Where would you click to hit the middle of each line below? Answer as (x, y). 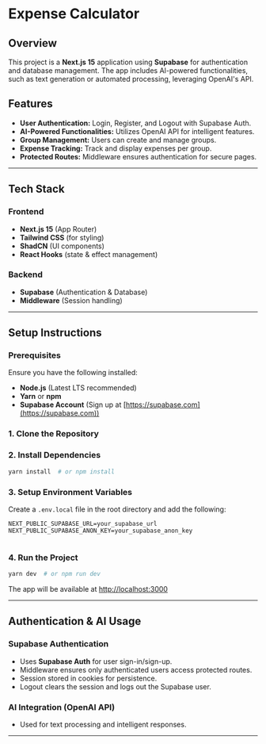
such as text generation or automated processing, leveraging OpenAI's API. (131, 79)
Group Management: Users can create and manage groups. (118, 140)
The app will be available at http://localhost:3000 (88, 589)
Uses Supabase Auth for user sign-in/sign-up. (96, 661)
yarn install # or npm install (61, 472)
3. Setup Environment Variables (70, 492)
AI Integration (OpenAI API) (62, 707)
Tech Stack (36, 189)
